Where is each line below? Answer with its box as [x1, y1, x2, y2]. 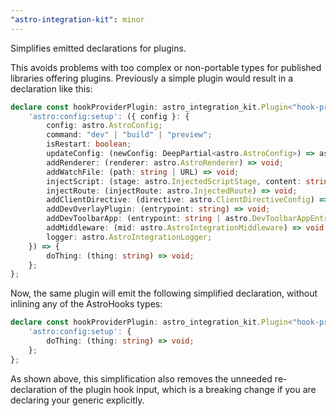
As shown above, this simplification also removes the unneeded [10, 372, 273, 385]
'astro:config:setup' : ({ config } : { [28, 111, 190, 121]
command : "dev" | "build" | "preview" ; [46, 130, 213, 140]
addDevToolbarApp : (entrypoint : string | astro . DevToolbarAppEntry [46, 214, 333, 224]
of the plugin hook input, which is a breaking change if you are [58, 383, 317, 395]
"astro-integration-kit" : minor [10, 14, 145, 25]
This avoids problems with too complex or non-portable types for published [10, 61, 322, 73]
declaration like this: [10, 82, 93, 95]
